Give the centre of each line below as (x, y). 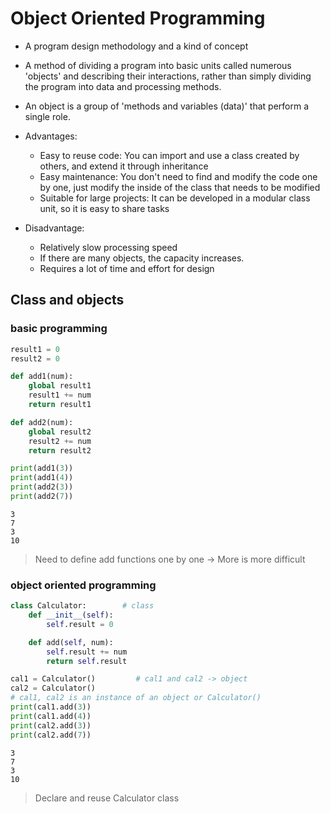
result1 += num (60, 395)
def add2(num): (42, 422)
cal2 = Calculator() (53, 688)
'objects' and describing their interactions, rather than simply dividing (168, 76)
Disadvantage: (54, 228)
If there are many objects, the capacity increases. (142, 258)
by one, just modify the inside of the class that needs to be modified (180, 187)
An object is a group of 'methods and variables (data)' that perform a (167, 106)
